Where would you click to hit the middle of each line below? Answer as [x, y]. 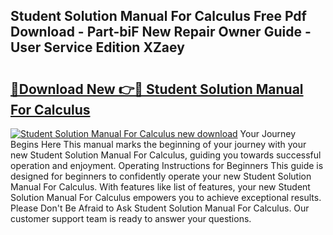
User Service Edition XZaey [97, 47]
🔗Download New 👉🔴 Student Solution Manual [157, 89]
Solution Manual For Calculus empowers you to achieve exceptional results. [166, 197]
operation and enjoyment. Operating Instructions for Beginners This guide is [167, 165]
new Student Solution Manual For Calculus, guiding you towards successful [166, 155]
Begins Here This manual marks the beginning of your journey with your [158, 144]
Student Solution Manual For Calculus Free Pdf [158, 16]
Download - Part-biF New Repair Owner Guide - [161, 32]
